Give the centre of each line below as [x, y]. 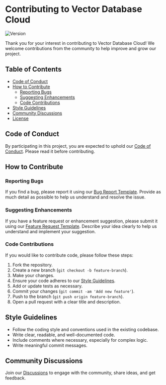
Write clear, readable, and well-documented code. [64, 335]
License [20, 118]
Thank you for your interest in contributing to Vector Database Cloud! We [80, 43]
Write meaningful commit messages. [50, 345]
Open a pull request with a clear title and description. [66, 301]
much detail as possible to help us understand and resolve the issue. [75, 197]
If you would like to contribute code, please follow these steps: [69, 255]
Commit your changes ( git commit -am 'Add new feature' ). [74, 291]
